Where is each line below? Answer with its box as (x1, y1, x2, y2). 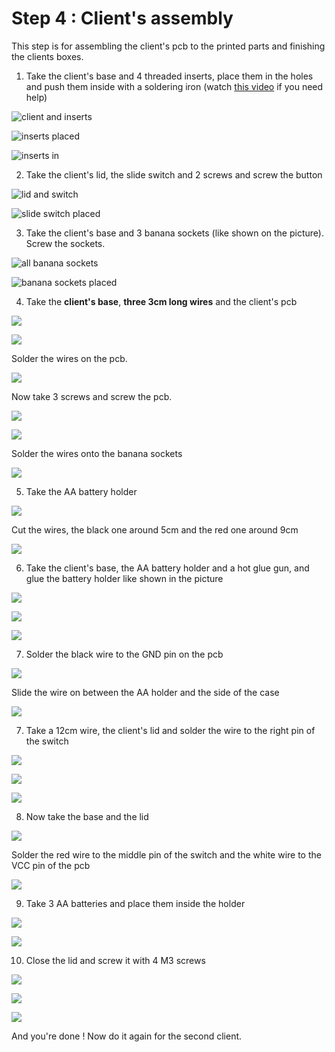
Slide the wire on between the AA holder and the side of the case (11, 686, 280, 698)
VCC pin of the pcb (11, 859, 91, 871)
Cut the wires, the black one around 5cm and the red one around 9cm (11, 523, 299, 536)
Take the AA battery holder (25, 485, 138, 497)
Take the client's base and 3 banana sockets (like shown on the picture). (25, 227, 324, 239)
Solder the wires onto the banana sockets (11, 447, 183, 459)
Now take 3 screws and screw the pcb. (11, 390, 173, 402)
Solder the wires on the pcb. (11, 352, 128, 364)
